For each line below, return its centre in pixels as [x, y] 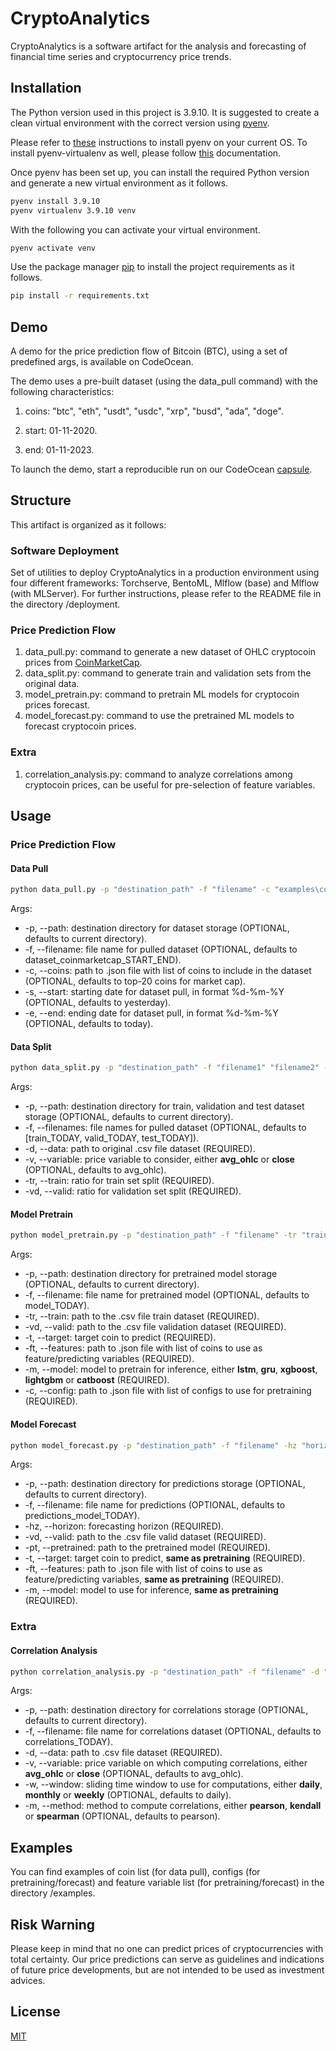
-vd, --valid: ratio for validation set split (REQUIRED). [133, 1191]
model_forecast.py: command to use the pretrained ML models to [159, 716]
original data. [52, 684]
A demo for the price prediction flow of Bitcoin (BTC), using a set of [149, 351]
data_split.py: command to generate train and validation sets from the [168, 673]
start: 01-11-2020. [61, 431]
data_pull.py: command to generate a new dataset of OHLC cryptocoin [170, 652]
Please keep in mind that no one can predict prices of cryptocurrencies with [167, 1949]
